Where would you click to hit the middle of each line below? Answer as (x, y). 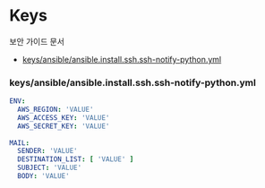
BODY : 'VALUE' (43, 176)
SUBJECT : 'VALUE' (50, 168)
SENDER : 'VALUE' (47, 151)
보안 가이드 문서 (37, 41)
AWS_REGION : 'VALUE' (56, 110)
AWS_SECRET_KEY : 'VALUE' (64, 126)
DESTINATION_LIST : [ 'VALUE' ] (76, 159)
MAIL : (19, 143)
